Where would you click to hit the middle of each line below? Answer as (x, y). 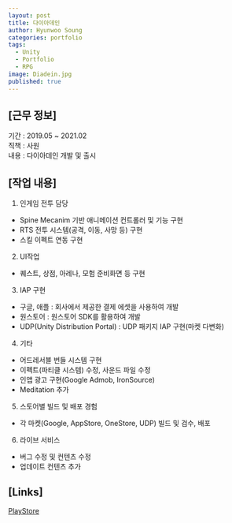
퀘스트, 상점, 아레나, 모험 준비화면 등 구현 (82, 274)
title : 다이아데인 (34, 23)
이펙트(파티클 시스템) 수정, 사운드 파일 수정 (85, 370)
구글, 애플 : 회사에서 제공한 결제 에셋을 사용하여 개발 (99, 307)
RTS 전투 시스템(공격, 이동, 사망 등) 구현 (81, 230)
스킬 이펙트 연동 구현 (51, 240)
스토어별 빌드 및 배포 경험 (59, 406)
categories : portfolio (45, 37)
